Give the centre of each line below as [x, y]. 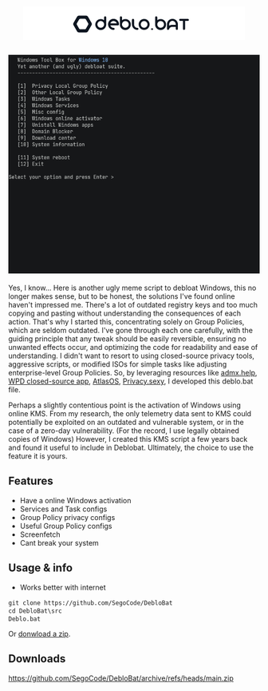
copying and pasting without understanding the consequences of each [125, 313]
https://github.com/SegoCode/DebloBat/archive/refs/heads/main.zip [121, 678]
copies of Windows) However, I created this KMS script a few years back [128, 439]
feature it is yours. [38, 456]
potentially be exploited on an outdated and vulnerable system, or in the [126, 423]
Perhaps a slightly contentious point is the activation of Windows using [125, 405]
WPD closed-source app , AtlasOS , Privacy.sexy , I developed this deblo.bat [131, 381]
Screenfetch [40, 534]
